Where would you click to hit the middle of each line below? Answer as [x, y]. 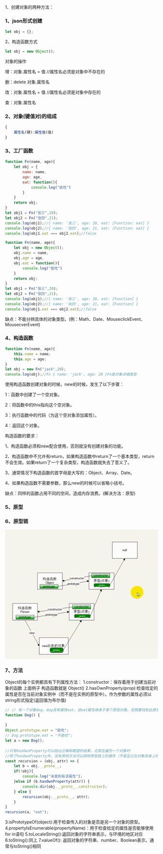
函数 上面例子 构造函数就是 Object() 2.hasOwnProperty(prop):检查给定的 [86, 688]
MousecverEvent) [23, 324]
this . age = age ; [30, 359]
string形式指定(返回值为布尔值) [36, 700]
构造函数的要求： [22, 436]
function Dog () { [23, 715]
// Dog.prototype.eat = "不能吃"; [39, 736]
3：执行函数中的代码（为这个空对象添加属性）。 [52, 415]
